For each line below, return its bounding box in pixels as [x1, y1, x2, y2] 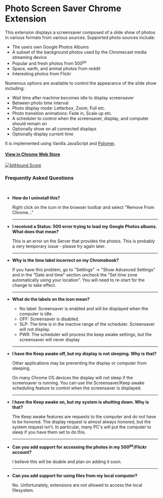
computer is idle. [19, 311, 53, 317]
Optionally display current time [12, 131, 74, 137]
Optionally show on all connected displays [12, 126, 97, 131]
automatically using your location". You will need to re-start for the [12, 277, 145, 283]
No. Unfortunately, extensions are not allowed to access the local [12, 482, 143, 488]
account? [12, 449, 32, 455]
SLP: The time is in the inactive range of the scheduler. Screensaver [19, 321, 155, 327]
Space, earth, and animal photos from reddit [12, 65, 101, 71]
